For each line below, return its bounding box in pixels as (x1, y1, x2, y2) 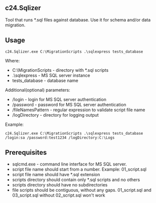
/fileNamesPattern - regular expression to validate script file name (12, 107, 145, 113)
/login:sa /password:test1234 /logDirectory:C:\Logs (5, 135, 115, 140)
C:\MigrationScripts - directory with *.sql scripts (12, 67, 109, 73)
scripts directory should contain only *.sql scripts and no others (12, 177, 140, 183)
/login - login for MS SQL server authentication (12, 96, 107, 102)
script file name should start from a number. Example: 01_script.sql (12, 166, 147, 172)
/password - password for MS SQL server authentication (12, 101, 126, 107)
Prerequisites (5, 148, 47, 157)
